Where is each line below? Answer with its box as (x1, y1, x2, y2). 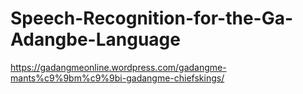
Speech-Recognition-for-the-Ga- (10, 7, 294, 30)
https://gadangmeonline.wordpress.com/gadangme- (10, 61, 227, 73)
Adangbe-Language (10, 28, 181, 51)
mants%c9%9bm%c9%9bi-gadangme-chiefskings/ (10, 72, 225, 84)
